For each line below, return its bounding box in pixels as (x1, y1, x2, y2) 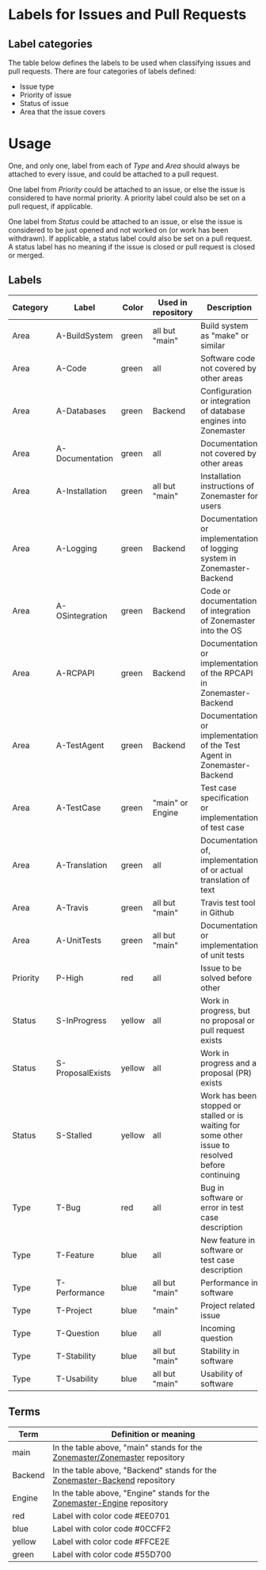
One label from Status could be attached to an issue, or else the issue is (8, 216, 243, 226)
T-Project (55, 1305, 93, 1316)
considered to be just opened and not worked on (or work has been (8, 225, 229, 234)
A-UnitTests (55, 934, 101, 945)
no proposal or (200, 1015, 255, 1026)
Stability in (200, 1345, 240, 1356)
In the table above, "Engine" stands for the (52, 1487, 210, 1498)
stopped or (200, 1100, 241, 1111)
